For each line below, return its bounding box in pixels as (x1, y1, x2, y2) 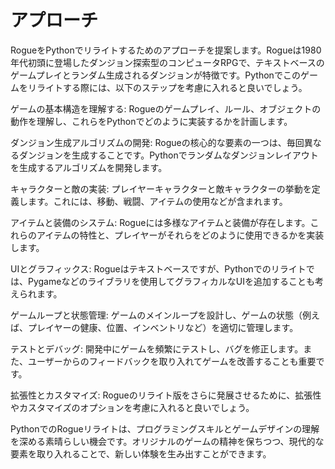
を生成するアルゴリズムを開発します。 (10, 161, 168, 173)
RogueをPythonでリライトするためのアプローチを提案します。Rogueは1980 (10, 44, 322, 56)
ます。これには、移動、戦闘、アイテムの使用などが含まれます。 (27, 195, 288, 207)
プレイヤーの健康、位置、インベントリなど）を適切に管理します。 (27, 321, 299, 333)
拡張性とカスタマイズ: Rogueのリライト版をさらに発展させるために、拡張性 (10, 389, 322, 401)
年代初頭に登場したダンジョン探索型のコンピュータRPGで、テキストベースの (10, 56, 325, 68)
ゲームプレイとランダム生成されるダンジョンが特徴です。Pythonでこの (10, 69, 301, 81)
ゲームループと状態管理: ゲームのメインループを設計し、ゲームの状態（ (10, 309, 303, 321)
